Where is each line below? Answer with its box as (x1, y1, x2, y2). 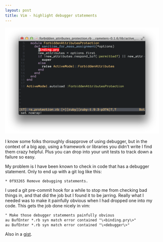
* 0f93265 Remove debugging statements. (5, 179, 89, 184)
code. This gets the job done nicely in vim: (5, 203, 90, 209)
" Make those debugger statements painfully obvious (5, 213, 115, 218)
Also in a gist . (5, 231, 33, 237)
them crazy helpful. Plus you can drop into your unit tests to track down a (5, 149, 153, 155)
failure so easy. (5, 154, 36, 160)
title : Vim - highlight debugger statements (5, 13, 97, 18)
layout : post (5, 8, 32, 13)
